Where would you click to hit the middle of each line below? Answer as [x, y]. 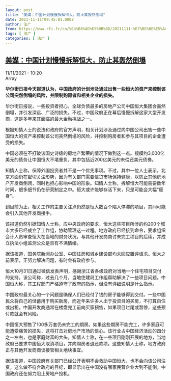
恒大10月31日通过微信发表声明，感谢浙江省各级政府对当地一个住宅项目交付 [83, 271]
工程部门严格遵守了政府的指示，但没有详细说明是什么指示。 [94, 284]
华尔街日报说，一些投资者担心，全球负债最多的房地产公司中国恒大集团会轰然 [85, 106]
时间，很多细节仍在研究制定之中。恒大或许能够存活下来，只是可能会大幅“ [82, 189]
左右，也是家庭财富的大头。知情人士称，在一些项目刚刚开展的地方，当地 [90, 337]
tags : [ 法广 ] [21, 34]
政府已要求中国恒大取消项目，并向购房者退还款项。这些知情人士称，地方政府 [85, 343]
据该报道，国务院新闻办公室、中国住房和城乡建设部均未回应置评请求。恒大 [83, 254]
